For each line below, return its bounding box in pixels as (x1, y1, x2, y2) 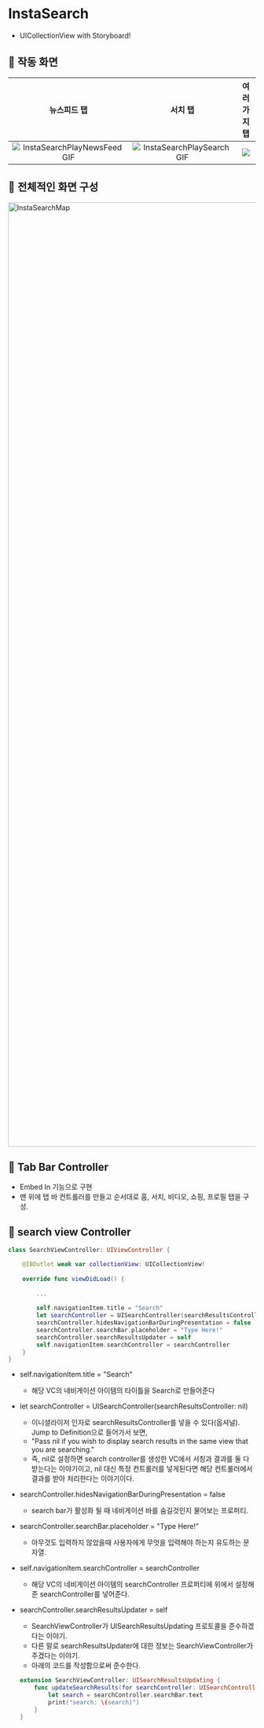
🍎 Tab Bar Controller (8, 1160, 108, 1173)
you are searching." (31, 1445, 95, 1454)
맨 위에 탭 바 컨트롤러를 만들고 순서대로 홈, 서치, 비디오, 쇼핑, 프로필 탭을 (19, 1192, 241, 1202)
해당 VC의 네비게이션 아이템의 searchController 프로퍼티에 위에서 (31, 1579, 234, 1590)
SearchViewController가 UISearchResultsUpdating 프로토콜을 (31, 1622, 227, 1631)
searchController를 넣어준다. (39, 1590, 130, 1599)
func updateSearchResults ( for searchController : (34, 1684, 196, 1692)
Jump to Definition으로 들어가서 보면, (31, 1427, 148, 1437)
